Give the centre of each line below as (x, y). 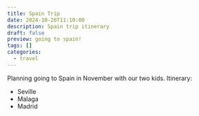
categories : (24, 52)
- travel (26, 59)
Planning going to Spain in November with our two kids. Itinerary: (99, 78)
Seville (27, 91)
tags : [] (20, 46)
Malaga (28, 99)
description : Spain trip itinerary (58, 26)
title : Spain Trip (34, 13)
